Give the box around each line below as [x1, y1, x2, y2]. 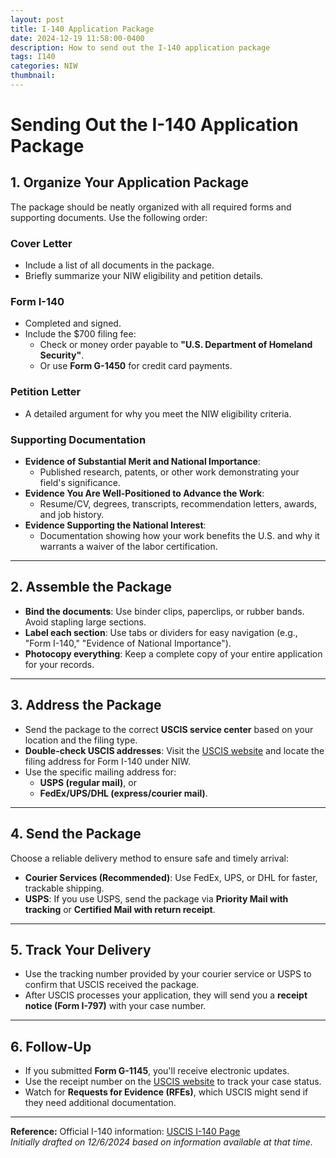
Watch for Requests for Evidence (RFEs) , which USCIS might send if [24, 1086, 309, 1098]
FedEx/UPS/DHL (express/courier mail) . [39, 787, 208, 799]
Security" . [39, 349, 85, 361]
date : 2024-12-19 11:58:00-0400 [10, 33, 145, 43]
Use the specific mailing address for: [24, 766, 177, 778]
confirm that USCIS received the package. [24, 979, 200, 991]
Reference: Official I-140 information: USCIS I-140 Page [10, 1126, 241, 1138]
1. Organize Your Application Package [10, 174, 250, 191]
